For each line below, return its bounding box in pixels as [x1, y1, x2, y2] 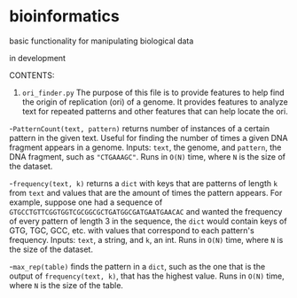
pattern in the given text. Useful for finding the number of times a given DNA [9, 132, 288, 143]
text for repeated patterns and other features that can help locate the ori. [21, 106, 288, 116]
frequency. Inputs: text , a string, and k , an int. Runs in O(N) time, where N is [9, 234, 284, 245]
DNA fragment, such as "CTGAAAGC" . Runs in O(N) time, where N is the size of [9, 151, 286, 161]
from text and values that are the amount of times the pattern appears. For [9, 187, 283, 198]
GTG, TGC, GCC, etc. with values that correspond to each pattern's [9, 224, 254, 236]
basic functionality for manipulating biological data [9, 35, 194, 46]
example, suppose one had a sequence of [9, 197, 163, 208]
